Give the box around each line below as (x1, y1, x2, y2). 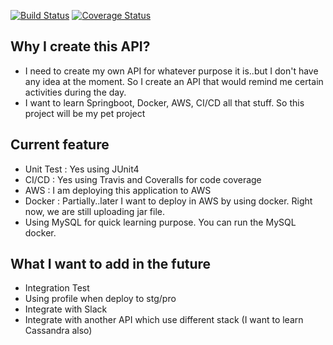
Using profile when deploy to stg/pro (24, 293, 177, 305)
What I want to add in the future (10, 256, 212, 273)
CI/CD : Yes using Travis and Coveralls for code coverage (24, 173, 262, 185)
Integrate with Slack (24, 303, 108, 315)
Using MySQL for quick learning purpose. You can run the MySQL (24, 216, 297, 228)
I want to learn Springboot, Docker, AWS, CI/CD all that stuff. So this (24, 96, 305, 109)
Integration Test (24, 282, 90, 294)
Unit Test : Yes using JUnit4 (24, 163, 140, 175)
